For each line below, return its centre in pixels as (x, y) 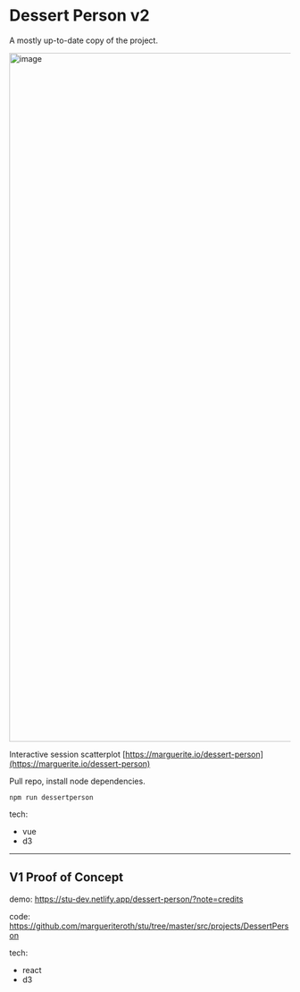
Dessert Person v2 (79, 16)
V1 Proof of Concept (66, 878)
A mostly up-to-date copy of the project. (84, 40)
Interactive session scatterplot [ (67, 754)
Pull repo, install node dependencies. (77, 781)
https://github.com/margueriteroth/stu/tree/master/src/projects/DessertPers (149, 926)
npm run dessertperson (51, 797)
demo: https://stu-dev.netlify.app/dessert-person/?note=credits (126, 899)
